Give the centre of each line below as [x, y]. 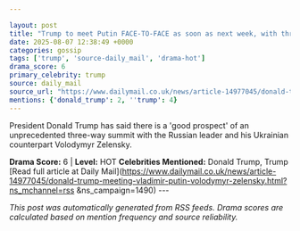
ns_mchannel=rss [42, 190]
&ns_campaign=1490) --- [123, 190]
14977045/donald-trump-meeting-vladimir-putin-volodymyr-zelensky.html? [148, 180]
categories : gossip [46, 50]
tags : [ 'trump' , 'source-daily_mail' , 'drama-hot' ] [107, 59]
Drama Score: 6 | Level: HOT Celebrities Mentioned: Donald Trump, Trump [149, 161]
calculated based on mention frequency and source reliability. [124, 217]
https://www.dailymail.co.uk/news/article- [199, 171]
